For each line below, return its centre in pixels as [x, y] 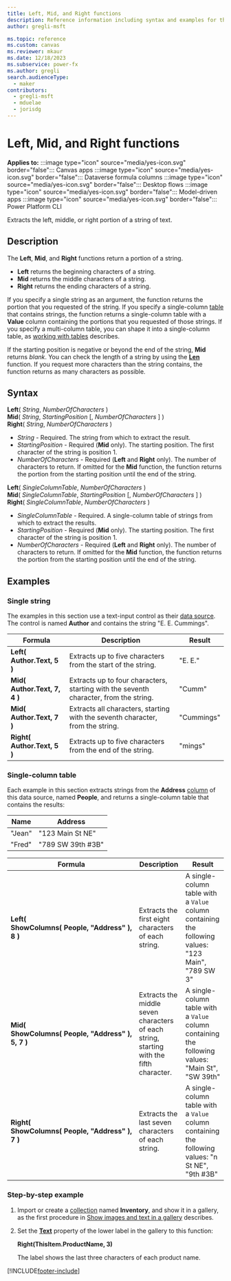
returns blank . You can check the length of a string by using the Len [103, 356]
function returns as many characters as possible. [76, 371]
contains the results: [36, 805]
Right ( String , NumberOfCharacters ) [59, 424]
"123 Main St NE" [67, 834]
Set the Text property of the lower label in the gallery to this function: [115, 1231]
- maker [24, 83]
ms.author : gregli [33, 71]
